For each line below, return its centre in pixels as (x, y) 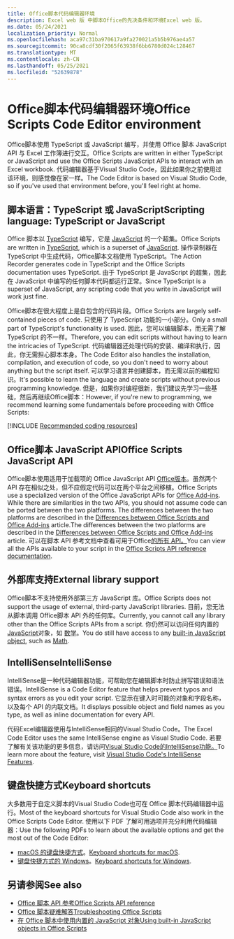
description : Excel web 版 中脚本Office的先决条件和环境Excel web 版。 (106, 20)
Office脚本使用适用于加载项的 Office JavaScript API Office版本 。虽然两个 (112, 479)
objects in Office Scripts (52, 929)
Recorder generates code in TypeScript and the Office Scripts (96, 264)
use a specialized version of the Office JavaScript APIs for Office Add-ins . (114, 495)
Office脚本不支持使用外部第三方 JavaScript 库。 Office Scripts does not (109, 598)
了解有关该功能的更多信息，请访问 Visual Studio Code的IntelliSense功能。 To (116, 746)
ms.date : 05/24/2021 (37, 27)
